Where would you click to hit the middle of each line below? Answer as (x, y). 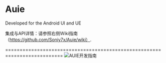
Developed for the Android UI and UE (43, 23)
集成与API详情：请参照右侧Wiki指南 (42, 33)
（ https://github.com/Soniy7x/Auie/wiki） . (48, 39)
